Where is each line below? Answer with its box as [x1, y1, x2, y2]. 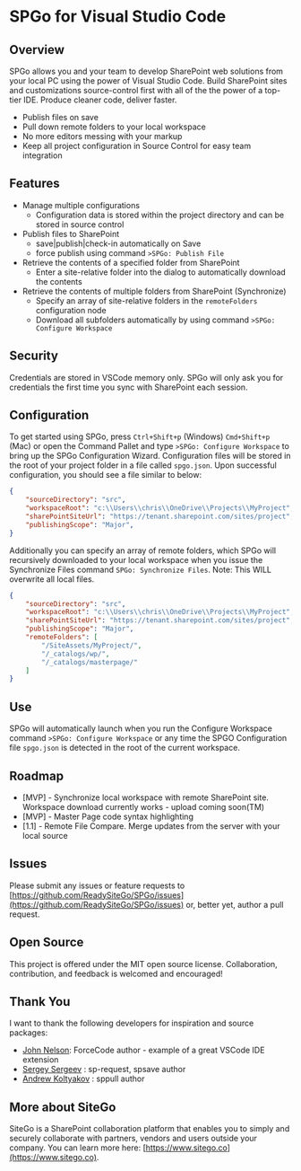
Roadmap [9, 768, 64, 783]
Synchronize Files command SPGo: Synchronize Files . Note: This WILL [9, 564, 271, 575]
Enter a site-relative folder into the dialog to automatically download [35, 267, 287, 277]
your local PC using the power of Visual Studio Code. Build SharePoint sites [9, 75, 288, 86]
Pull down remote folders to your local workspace [21, 121, 206, 132]
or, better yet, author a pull [185, 899, 284, 910]
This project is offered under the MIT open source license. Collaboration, [9, 958, 278, 969]
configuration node [35, 304, 107, 315]
